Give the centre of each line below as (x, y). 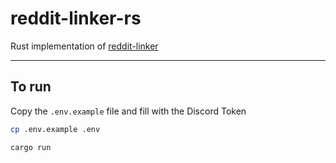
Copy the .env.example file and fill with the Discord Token (128, 111)
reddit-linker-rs (76, 18)
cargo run (31, 147)
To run (31, 87)
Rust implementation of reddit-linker (84, 46)
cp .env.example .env (55, 129)
